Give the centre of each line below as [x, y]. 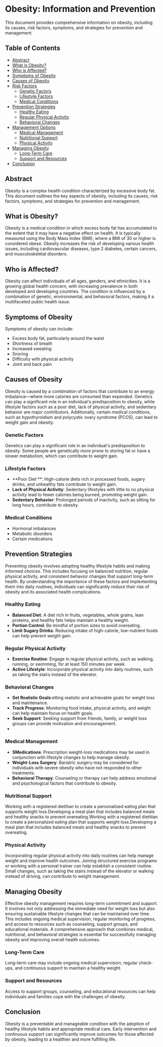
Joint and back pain [32, 364]
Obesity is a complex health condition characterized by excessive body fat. [80, 191]
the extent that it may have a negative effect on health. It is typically [73, 233]
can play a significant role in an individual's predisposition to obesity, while [80, 401]
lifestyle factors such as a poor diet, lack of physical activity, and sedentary [81, 407]
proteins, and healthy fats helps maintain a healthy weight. [71, 620]
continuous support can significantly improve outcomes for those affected [80, 1034]
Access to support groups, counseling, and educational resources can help [80, 991]
